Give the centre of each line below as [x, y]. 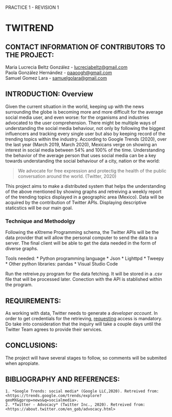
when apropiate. [23, 363]
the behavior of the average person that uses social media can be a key [81, 155]
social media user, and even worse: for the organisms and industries [77, 117]
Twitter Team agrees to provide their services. [54, 329]
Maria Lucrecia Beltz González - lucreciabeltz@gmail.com [67, 67]
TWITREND [30, 28]
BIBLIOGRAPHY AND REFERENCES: [63, 379]
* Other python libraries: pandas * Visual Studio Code [62, 264]
